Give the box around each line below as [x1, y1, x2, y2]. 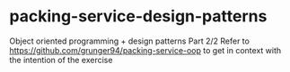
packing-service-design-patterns [9, 6, 268, 27]
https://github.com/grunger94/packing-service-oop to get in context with [9, 44, 282, 55]
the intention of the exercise [9, 54, 113, 65]
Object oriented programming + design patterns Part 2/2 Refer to [9, 36, 250, 46]
